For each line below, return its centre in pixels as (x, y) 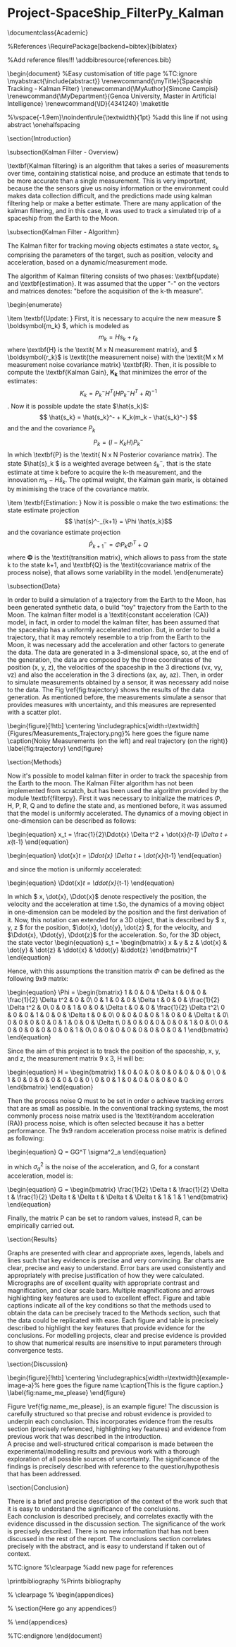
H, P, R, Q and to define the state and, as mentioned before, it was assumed (117, 805)
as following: (26, 1138)
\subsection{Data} (34, 586)
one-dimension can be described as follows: (72, 821)
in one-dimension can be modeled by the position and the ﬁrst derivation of (117, 912)
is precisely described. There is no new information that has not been (108, 1531)
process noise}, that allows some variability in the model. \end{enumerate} (116, 572)
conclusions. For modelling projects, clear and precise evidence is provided (117, 1336)
